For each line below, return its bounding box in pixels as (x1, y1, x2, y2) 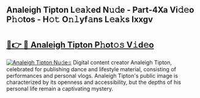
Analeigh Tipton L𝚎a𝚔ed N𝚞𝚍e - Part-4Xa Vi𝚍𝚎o (6, 5, 194, 15)
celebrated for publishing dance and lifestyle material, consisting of (6, 66, 176, 72)
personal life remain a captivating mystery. (6, 85, 114, 92)
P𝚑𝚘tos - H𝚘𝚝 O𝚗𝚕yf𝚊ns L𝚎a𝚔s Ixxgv (6, 15, 154, 25)
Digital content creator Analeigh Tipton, (73, 59, 172, 66)
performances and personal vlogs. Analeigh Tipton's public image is (6, 72, 179, 79)
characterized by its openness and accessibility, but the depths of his (6, 79, 182, 86)
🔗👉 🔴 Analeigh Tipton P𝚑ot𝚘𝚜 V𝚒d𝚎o (6, 40, 154, 50)
